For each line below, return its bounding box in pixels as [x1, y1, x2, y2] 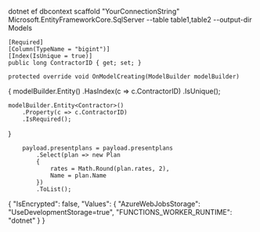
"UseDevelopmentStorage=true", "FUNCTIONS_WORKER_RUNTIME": [8, 208, 233, 216]
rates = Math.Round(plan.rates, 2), [49, 165, 170, 172]
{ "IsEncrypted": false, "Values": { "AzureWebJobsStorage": [8, 199, 201, 208]
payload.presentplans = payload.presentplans [22, 144, 174, 152]
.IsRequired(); [22, 115, 72, 123]
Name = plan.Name [49, 172, 107, 179]
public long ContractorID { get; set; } [8, 59, 143, 67]
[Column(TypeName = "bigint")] [8, 45, 110, 53]
